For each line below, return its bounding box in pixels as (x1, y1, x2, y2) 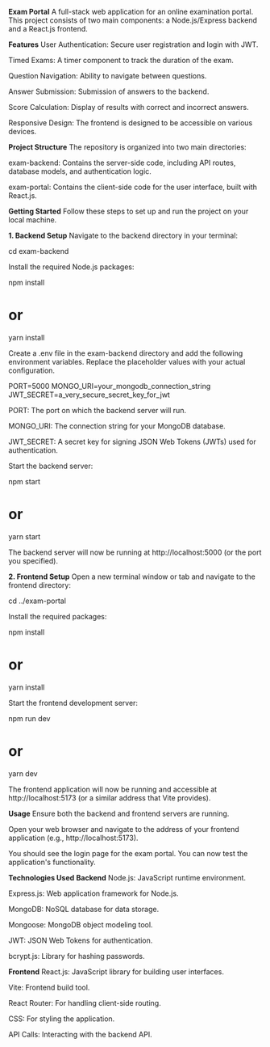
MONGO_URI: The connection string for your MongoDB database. (8, 420, 226, 431)
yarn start (8, 531, 41, 541)
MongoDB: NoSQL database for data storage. (8, 904, 160, 914)
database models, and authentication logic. (8, 167, 152, 176)
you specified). (8, 555, 59, 565)
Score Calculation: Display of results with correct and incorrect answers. (8, 103, 249, 112)
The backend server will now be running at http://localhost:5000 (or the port (8, 547, 262, 557)
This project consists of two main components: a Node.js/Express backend (8, 15, 258, 25)
